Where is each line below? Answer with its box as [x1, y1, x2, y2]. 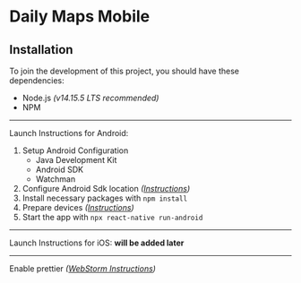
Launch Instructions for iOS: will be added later [9, 237, 185, 248]
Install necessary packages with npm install [21, 193, 188, 203]
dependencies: [9, 75, 64, 86]
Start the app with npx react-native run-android [21, 212, 203, 222]
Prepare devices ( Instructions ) [21, 202, 134, 212]
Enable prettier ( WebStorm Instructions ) [9, 263, 157, 274]
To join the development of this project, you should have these [9, 65, 240, 76]
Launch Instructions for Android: [9, 128, 129, 138]
